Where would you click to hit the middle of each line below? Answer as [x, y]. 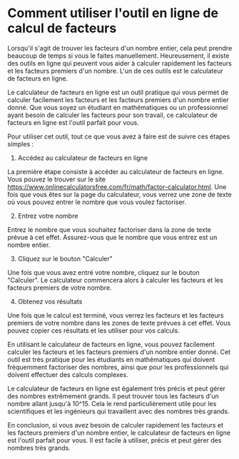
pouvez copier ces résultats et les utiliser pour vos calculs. [94, 331]
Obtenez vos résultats [50, 301]
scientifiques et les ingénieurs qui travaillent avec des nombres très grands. [118, 411]
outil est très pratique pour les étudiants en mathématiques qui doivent [111, 359]
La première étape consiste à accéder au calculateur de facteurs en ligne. [116, 171]
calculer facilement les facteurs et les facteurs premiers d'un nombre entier [118, 100]
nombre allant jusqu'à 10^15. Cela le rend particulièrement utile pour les [112, 403]
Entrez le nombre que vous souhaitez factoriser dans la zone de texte [110, 229]
